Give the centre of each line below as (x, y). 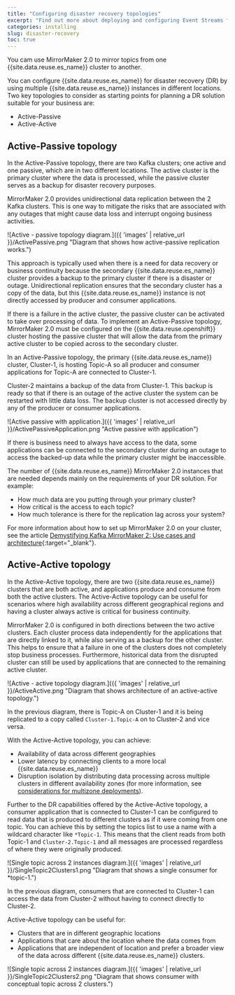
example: (20, 486)
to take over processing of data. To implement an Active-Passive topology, (115, 321)
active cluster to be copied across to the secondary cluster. (93, 343)
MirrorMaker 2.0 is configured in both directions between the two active (111, 625)
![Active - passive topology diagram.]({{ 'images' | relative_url (96, 235)
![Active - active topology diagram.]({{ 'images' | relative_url (94, 683)
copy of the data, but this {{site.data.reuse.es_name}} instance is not (106, 293)
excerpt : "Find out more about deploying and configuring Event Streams (115, 20)
